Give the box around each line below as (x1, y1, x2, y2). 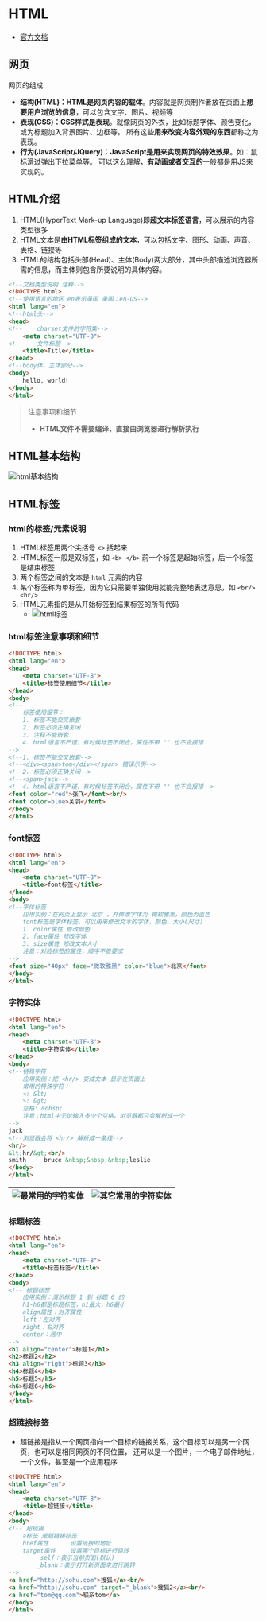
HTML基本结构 (8, 449, 81, 462)
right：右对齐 (22, 1323, 64, 1331)
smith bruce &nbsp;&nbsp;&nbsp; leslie (8, 1156, 151, 1164)
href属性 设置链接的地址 (22, 1539, 112, 1547)
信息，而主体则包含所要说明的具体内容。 (33, 264, 167, 274)
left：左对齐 (22, 1316, 61, 1324)
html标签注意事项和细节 (8, 631, 99, 642)
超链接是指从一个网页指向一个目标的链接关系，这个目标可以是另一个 (19, 1436, 243, 1446)
